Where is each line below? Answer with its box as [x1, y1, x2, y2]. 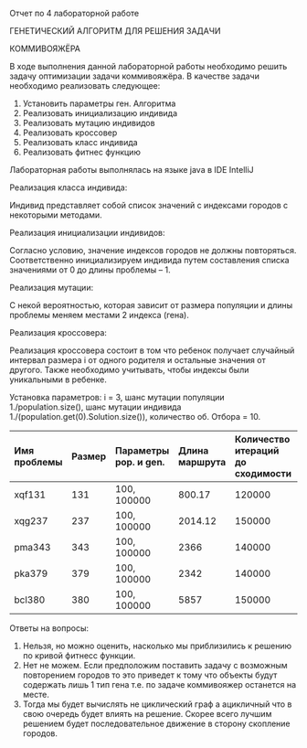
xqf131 [14, 488, 47, 501]
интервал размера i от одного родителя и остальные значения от [9, 355, 267, 365]
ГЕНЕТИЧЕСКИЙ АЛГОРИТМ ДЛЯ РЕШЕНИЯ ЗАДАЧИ [9, 26, 221, 36]
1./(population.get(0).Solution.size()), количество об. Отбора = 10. [9, 411, 261, 422]
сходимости [234, 467, 292, 479]
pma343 [14, 541, 51, 553]
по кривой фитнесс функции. [22, 650, 136, 661]
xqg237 [14, 515, 48, 527]
